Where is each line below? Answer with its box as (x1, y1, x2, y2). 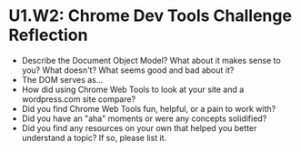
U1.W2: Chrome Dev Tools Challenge (8, 5, 293, 26)
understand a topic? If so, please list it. (21, 132, 167, 143)
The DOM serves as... (21, 74, 104, 85)
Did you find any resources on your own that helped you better (21, 122, 257, 133)
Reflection (8, 25, 88, 46)
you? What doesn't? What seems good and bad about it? (21, 65, 235, 76)
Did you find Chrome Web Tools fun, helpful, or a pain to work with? (21, 103, 276, 114)
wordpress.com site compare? (21, 93, 136, 105)
